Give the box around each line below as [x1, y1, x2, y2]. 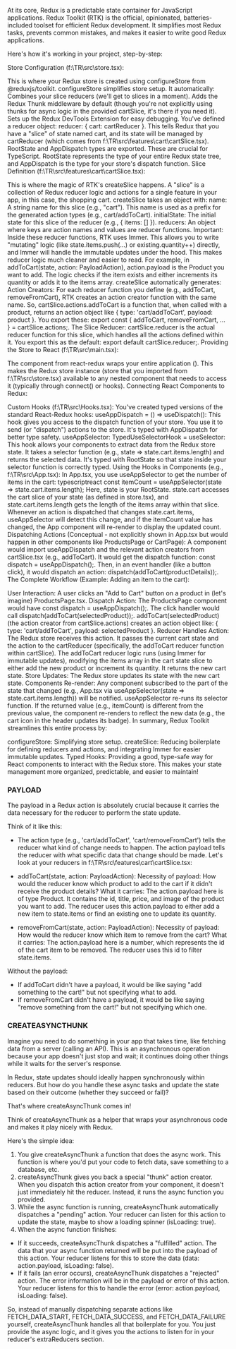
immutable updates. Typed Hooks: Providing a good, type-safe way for [7, 753, 213, 761]
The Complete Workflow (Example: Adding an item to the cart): [7, 575, 190, 583]
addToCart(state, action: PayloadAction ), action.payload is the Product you [7, 263, 225, 271]
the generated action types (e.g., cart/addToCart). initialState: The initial [7, 211, 216, 219]
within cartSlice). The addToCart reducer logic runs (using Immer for [7, 649, 206, 657]
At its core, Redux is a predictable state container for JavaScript [7, 6, 193, 14]
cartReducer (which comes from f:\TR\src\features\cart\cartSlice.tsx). [7, 137, 209, 145]
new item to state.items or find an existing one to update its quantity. [17, 909, 217, 918]
